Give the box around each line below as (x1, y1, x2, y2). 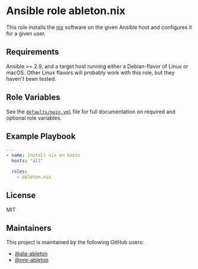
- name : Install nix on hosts (6, 152, 81, 159)
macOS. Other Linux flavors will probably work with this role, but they (6, 69, 175, 76)
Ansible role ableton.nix (6, 4, 126, 18)
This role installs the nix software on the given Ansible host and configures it (6, 24, 192, 31)
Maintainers (6, 223, 52, 233)
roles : (11, 169, 28, 175)
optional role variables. (6, 114, 62, 122)
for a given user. (6, 29, 46, 37)
